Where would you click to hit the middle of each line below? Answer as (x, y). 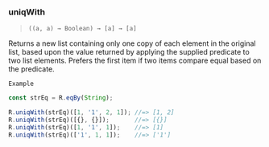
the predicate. (31, 69)
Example (21, 84)
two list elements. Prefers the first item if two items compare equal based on (135, 61)
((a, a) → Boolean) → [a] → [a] (82, 29)
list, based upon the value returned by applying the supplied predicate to (129, 52)
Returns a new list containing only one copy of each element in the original (132, 43)
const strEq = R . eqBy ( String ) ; (61, 98)
